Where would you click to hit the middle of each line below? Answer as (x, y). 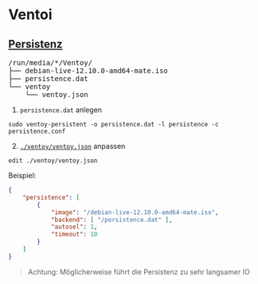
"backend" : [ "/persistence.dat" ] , (111, 220)
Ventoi (31, 15)
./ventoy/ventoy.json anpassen (72, 146)
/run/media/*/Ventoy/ (51, 62)
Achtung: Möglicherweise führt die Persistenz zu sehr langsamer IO (139, 271)
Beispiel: (22, 175)
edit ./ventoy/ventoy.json (53, 161)
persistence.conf (37, 131)
